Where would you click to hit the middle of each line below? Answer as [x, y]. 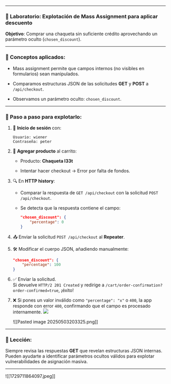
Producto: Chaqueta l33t [47, 161]
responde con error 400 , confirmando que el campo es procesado [82, 306]
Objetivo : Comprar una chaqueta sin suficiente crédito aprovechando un [81, 34]
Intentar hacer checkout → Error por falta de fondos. [75, 170]
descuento [19, 22]
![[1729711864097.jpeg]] [30, 376]
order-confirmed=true [35, 291]
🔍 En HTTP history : [34, 181]
